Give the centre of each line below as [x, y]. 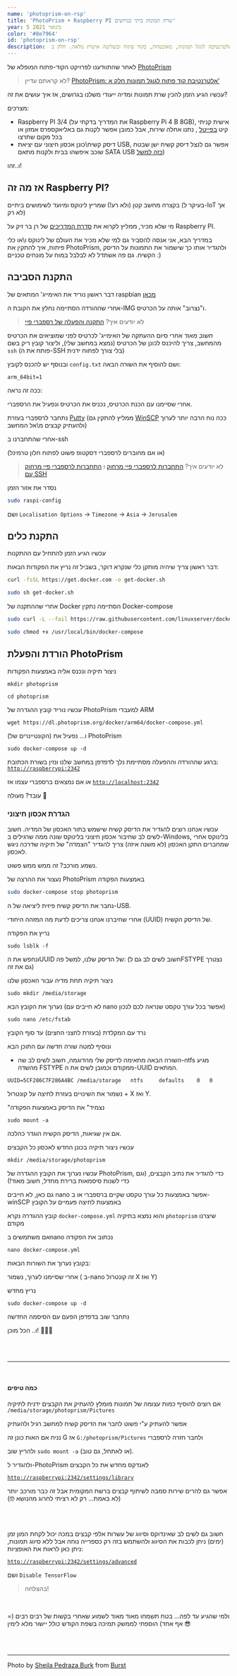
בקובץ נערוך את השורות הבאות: [49, 1263]
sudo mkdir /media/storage [47, 993]
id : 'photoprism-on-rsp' [44, 40]
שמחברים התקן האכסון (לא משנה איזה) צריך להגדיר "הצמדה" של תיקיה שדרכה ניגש [118, 844]
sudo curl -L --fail [38, 619]
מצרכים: [18, 108]
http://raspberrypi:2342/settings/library [71, 1478]
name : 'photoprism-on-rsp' [47, 14]
